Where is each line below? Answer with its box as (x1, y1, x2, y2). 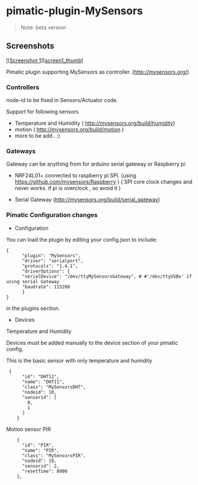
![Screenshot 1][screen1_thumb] (6, 56, 84, 64)
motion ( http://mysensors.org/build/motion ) (14, 126, 124, 133)
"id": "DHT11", (21, 373, 60, 379)
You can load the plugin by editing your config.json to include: (6, 236, 158, 243)
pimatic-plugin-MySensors (6, 4, 143, 18)
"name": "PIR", (21, 447, 60, 454)
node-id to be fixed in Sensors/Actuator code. (6, 97, 119, 104)
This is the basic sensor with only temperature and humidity (6, 357, 152, 364)
